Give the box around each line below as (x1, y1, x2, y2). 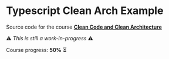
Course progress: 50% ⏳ (6, 46, 67, 53)
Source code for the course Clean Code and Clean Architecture (6, 23, 163, 30)
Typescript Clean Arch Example (6, 4, 164, 18)
